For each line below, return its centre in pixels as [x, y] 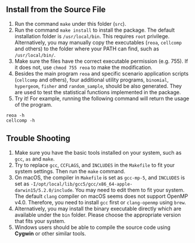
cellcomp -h [20, 120]
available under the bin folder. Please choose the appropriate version [97, 215]
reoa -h [15, 115]
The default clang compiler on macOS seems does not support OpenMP [101, 196]
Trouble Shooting [38, 138]
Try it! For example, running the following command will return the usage [102, 98]
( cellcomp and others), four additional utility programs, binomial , [92, 80]
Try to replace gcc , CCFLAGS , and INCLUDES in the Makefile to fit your [95, 165]
